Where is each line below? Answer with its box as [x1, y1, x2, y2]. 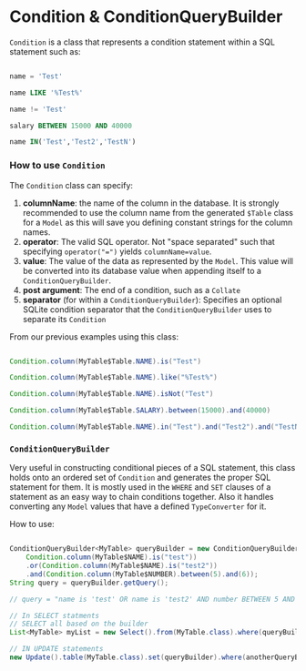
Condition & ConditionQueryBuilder [9, 6, 283, 27]
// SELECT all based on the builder [9, 619, 148, 629]
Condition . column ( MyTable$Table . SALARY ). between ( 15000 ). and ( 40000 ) [9, 406, 271, 415]
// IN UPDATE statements [9, 645, 104, 654]
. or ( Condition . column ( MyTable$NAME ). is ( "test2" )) [25, 562, 219, 571]
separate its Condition [22, 313, 107, 324]
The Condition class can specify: [9, 179, 134, 190]
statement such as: [9, 46, 81, 56]
